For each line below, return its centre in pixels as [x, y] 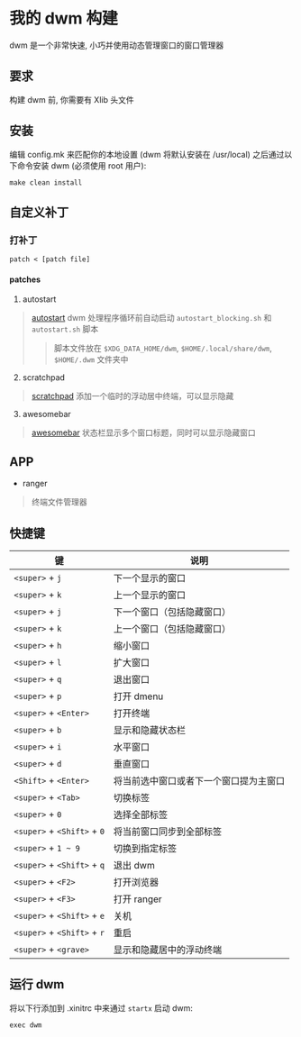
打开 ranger [137, 899]
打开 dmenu [138, 696]
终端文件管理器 [59, 502]
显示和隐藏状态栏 [150, 731]
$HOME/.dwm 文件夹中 [91, 359]
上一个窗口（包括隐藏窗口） [172, 629]
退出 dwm [134, 866]
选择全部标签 [141, 814]
